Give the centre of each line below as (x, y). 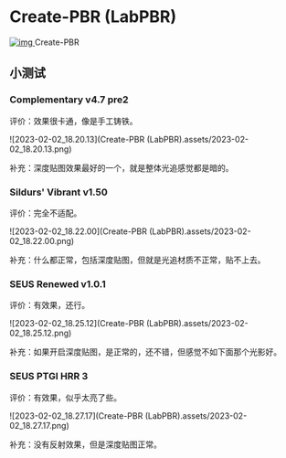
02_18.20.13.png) (41, 149)
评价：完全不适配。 (46, 213)
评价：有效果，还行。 (49, 305)
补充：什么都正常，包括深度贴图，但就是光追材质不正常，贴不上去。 (138, 260)
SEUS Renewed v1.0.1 (58, 283)
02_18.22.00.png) (42, 240)
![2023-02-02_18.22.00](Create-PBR (79, 231)
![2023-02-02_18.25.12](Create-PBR (77, 324)
